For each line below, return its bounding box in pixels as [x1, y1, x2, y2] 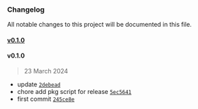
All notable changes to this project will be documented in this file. [7, 21, 192, 29]
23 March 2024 [23, 67, 69, 75]
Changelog [7, 5, 45, 14]
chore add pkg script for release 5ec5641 [16, 88, 132, 96]
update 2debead [16, 80, 60, 88]
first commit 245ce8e [16, 95, 75, 104]
